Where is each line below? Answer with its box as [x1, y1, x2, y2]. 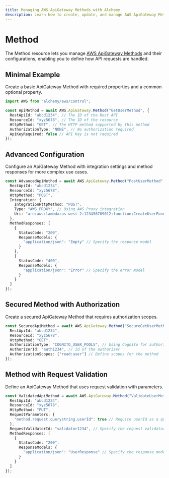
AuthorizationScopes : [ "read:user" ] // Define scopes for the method [10, 351, 158, 357]
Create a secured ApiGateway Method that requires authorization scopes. [5, 314, 158, 320]
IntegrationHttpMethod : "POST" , [14, 202, 82, 207]
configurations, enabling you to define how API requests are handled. [5, 56, 149, 62]
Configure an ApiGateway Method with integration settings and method [5, 163, 153, 169]
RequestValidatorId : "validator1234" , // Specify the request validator [10, 426, 165, 431]
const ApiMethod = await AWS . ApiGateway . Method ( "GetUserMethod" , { [5, 108, 150, 113]
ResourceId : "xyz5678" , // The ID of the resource [10, 117, 118, 123]
